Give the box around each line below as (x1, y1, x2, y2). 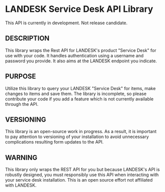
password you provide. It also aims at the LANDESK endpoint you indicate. (5, 58, 157, 64)
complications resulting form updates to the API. (5, 139, 104, 145)
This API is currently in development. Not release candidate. (5, 20, 128, 26)
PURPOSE (5, 72, 36, 81)
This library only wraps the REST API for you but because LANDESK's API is (5, 167, 160, 173)
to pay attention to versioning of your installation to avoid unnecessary (5, 134, 149, 140)
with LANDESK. (5, 182, 37, 189)
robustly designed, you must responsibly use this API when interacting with (5, 172, 159, 178)
